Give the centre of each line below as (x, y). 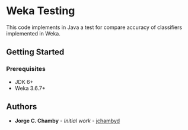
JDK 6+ (24, 82)
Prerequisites (26, 69)
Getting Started (35, 52)
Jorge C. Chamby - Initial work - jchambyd (67, 121)
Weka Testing (41, 11)
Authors (22, 107)
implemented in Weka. (34, 33)
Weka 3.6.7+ (30, 88)
